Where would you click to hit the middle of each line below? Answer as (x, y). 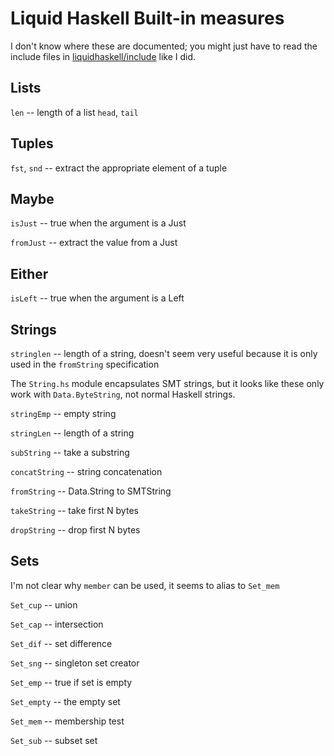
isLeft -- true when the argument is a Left (97, 298)
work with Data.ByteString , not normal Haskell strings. (123, 394)
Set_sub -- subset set (54, 740)
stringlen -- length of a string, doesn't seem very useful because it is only (164, 353)
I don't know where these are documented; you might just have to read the (164, 46)
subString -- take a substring (70, 452)
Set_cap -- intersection (57, 624)
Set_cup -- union (44, 604)
